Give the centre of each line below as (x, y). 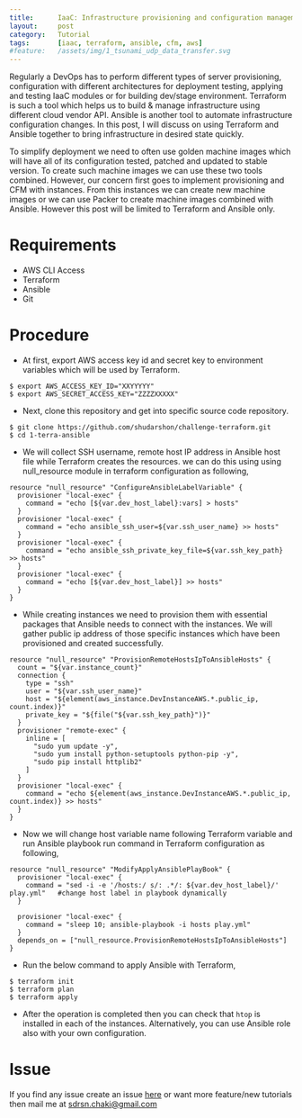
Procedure (49, 335)
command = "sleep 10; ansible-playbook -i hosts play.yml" (138, 924)
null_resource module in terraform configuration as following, (135, 471)
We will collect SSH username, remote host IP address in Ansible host (151, 452)
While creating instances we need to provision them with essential (145, 614)
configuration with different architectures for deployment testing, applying (147, 86)
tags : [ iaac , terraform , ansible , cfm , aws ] (106, 43)
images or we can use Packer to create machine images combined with (142, 200)
